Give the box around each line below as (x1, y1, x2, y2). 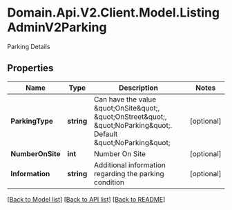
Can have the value (94, 95, 157, 104)
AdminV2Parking (7, 19, 107, 35)
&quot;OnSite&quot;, (94, 103, 160, 113)
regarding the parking (94, 169, 164, 178)
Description (118, 83, 159, 93)
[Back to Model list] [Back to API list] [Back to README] (7, 195, 166, 203)
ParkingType (10, 116, 54, 126)
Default (94, 129, 118, 139)
